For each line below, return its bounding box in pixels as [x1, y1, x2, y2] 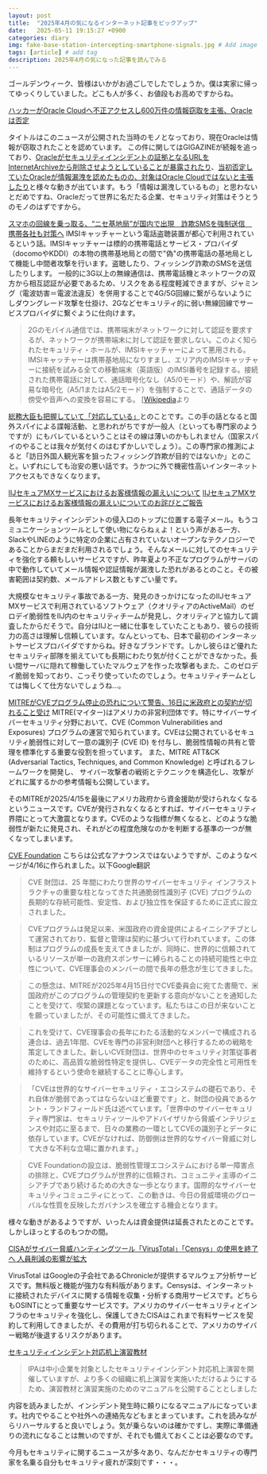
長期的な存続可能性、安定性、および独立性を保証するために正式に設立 [27, 897, 258, 907]
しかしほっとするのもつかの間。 [8, 1227, 113, 1236]
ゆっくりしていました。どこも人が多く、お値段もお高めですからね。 [14, 88, 238, 98]
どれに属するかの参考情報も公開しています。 [8, 776, 154, 787]
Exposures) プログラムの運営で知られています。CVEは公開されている [8, 727, 234, 737]
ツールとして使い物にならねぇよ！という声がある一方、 [63, 524, 245, 534]
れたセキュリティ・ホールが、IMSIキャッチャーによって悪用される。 [27, 345, 250, 354]
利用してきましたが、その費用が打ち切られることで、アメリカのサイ [29, 1320, 250, 1329]
